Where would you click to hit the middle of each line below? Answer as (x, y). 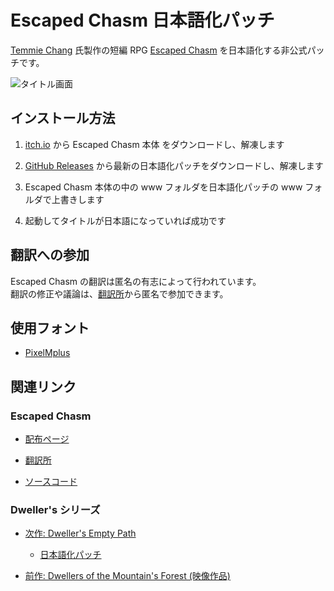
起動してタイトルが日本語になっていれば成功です (125, 220)
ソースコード (51, 482)
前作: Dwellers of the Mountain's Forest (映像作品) (127, 576)
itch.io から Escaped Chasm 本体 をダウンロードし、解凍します (154, 144)
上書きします (78, 199)
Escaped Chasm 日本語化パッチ (142, 20)
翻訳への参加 (50, 255)
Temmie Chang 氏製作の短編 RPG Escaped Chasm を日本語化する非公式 (159, 50)
